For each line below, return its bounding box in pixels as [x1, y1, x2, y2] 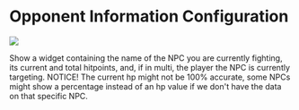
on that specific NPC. [9, 90, 88, 101]
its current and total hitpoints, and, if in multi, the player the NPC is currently [9, 62, 290, 72]
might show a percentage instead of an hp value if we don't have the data [9, 80, 282, 91]
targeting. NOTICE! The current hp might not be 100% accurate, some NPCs [9, 72, 291, 82]
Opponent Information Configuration [9, 6, 289, 27]
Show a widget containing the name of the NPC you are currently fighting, [9, 52, 283, 63]
